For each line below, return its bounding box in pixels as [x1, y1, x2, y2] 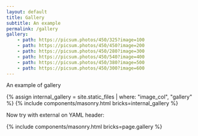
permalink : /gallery [6, 25, 59, 32]
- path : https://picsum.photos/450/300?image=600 [17, 65, 145, 71]
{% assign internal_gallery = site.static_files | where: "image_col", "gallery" [6, 93, 193, 100]
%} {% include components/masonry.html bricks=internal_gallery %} [6, 100, 179, 107]
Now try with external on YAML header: [6, 111, 105, 118]
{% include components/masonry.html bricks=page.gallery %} [6, 123, 162, 131]
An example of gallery [6, 82, 61, 89]
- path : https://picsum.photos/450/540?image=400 [17, 54, 145, 60]
